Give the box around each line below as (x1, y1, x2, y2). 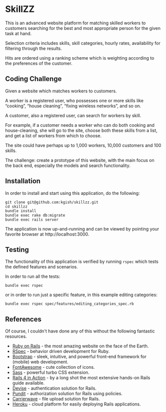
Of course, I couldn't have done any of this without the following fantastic (5, 328, 155, 334)
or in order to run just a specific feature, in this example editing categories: (5, 292, 158, 298)
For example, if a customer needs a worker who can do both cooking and (5, 122, 155, 128)
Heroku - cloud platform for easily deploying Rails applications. (12, 401, 141, 407)
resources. (5, 333, 27, 339)
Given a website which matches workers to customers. (5, 88, 117, 94)
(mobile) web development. (12, 359, 68, 365)
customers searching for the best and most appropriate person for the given (5, 25, 161, 31)
